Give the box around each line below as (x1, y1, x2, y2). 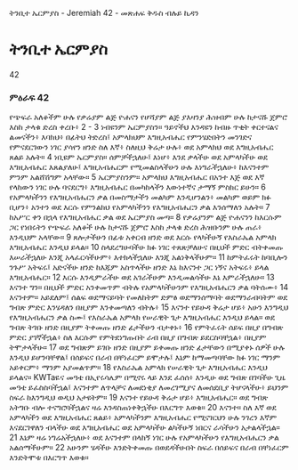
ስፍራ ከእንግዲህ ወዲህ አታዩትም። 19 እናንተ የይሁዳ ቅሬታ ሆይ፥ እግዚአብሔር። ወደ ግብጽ (9, 392, 269, 403)
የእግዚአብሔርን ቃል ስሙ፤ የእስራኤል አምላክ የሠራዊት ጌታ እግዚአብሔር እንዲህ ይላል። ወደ (9, 312, 276, 323)
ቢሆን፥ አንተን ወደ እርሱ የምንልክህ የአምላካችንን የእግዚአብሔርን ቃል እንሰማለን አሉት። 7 (9, 202, 270, 213)
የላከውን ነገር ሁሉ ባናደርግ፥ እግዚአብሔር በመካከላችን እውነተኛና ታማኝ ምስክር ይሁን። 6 (9, 182, 267, 192)
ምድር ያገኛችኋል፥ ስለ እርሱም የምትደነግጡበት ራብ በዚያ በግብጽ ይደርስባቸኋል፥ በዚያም (9, 332, 267, 343)
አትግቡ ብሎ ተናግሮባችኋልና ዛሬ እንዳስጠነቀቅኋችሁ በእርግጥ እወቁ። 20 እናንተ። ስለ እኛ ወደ (9, 402, 278, 413)
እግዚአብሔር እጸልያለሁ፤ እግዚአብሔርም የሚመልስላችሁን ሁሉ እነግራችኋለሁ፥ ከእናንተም (9, 162, 270, 173)
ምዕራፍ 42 (9, 91, 50, 103)
